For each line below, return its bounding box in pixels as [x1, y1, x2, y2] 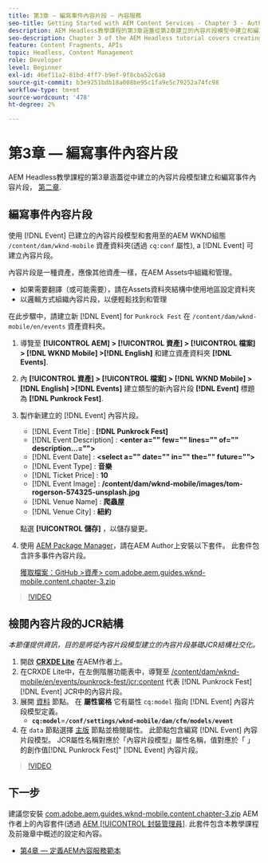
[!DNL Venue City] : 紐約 [31, 506, 112, 516]
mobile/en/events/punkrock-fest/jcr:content [19, 676, 164, 686]
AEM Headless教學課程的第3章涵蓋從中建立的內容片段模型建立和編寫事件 [8, 172, 250, 182]
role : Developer [8, 57, 62, 65]
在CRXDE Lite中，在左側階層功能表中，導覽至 [19, 667, 170, 676]
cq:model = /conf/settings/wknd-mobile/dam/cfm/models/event [31, 715, 234, 725]
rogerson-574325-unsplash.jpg [31, 487, 140, 497]
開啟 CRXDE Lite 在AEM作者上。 [19, 656, 128, 666]
